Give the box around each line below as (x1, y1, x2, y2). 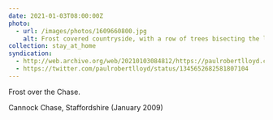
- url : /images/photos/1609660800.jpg (15, 27, 148, 35)
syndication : (8, 49, 53, 58)
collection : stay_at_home (8, 42, 96, 50)
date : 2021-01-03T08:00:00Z (8, 11, 104, 20)
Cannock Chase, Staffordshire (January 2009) (8, 102, 164, 112)
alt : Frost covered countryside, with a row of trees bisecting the (23, 34, 260, 43)
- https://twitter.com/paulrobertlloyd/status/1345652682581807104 (15, 65, 249, 73)
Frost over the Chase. (8, 87, 81, 96)
